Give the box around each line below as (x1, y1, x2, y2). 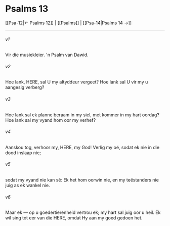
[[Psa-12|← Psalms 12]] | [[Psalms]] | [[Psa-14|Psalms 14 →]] (5, 20, 132, 26)
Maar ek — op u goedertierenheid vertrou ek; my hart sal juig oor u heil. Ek (5, 209, 161, 215)
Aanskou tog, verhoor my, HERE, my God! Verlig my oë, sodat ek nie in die (5, 144, 160, 150)
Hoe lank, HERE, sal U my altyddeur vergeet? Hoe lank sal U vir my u (5, 79, 148, 85)
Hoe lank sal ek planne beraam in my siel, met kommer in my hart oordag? (5, 112, 159, 118)
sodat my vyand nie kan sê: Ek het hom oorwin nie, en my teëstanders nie (5, 176, 159, 183)
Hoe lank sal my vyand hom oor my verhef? (5, 117, 96, 123)
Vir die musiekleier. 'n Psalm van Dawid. (5, 52, 89, 58)
